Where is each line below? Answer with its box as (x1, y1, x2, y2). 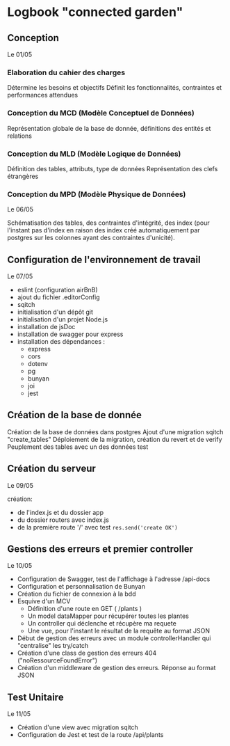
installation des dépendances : (17, 338, 106, 345)
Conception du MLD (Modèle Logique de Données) (7, 149, 181, 159)
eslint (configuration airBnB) (17, 286, 99, 294)
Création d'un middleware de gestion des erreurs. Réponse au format (17, 664, 216, 672)
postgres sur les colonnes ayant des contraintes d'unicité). (7, 234, 175, 242)
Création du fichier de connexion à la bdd (17, 589, 136, 598)
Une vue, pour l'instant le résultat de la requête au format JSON (27, 627, 211, 635)
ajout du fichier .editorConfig (17, 293, 100, 301)
